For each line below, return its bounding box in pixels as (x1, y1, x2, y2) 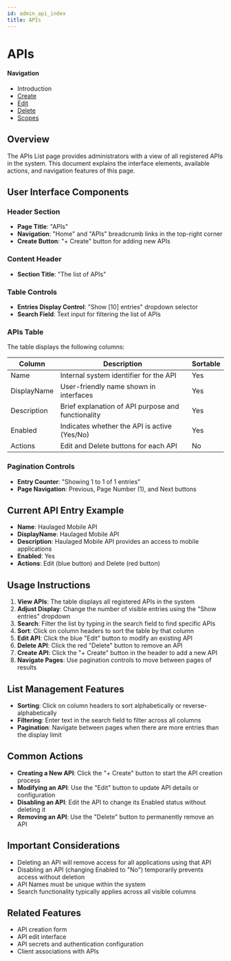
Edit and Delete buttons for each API (60, 441, 177, 451)
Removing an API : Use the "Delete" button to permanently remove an (16, 813, 214, 821)
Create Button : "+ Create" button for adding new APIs (16, 237, 170, 245)
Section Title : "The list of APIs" (16, 269, 107, 278)
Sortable (191, 359, 221, 368)
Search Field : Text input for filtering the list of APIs (16, 310, 162, 318)
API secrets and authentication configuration (16, 940, 144, 949)
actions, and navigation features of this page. (7, 166, 135, 175)
